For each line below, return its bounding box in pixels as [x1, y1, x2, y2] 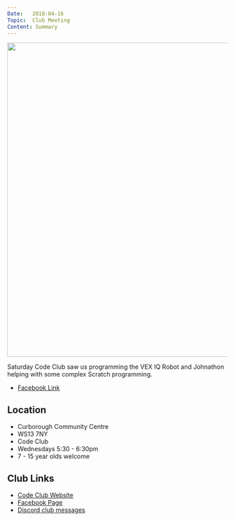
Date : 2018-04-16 [7, 10, 64, 17]
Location [7, 404, 47, 416]
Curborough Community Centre [17, 423, 109, 431]
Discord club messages [17, 506, 86, 514]
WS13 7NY [17, 430, 48, 439]
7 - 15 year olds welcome [17, 452, 90, 461]
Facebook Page [17, 499, 63, 506]
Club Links [7, 472, 55, 484]
